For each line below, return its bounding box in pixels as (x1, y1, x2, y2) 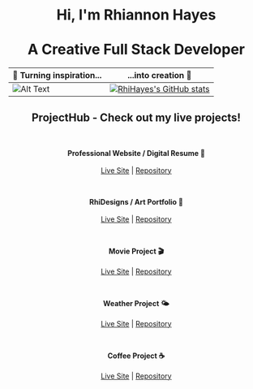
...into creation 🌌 (127, 69, 192, 80)
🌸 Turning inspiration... (12, 69, 102, 80)
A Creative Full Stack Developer (27, 41, 246, 58)
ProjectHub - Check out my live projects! (31, 111, 242, 125)
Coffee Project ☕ (107, 351, 165, 361)
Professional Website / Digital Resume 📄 (67, 148, 205, 158)
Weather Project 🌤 (102, 298, 170, 308)
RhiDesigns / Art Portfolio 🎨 (88, 197, 184, 206)
